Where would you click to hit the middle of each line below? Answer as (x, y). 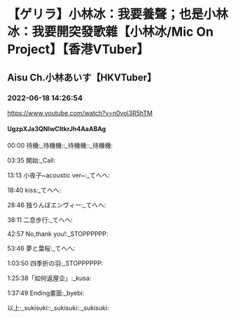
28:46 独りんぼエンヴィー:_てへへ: (57, 205)
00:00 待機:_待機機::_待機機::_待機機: (60, 146)
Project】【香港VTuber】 (78, 49)
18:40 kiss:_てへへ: (34, 191)
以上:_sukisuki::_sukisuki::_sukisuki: (58, 308)
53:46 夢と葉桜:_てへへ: (41, 249)
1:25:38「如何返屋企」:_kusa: (49, 278)
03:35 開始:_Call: (32, 160)
